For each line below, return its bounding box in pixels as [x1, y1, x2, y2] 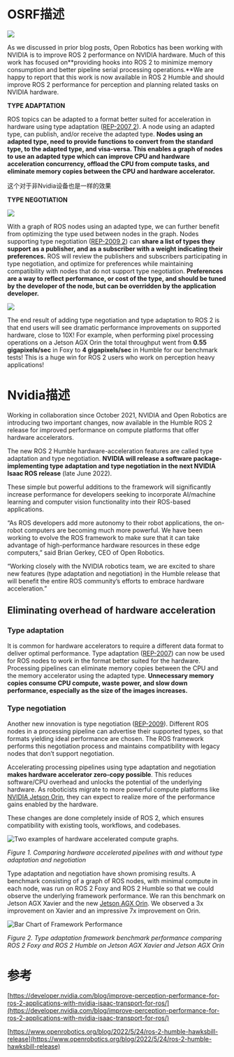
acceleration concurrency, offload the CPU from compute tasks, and [7, 159, 210, 168]
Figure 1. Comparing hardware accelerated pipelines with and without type [7, 848, 224, 857]
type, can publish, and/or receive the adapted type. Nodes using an [7, 130, 203, 138]
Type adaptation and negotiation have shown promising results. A [7, 869, 196, 878]
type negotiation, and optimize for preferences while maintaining [7, 259, 193, 268]
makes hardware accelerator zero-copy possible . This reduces [7, 770, 192, 778]
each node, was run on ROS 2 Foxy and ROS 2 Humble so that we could [7, 884, 214, 892]
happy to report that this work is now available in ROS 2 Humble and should [7, 73, 225, 81]
